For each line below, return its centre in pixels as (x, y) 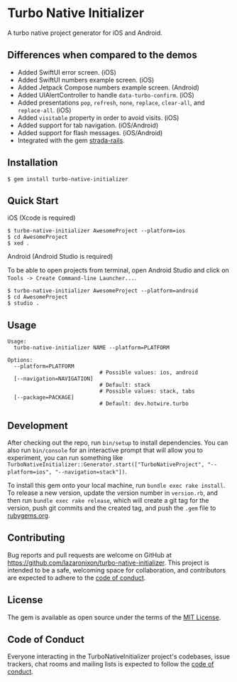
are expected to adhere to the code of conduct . (77, 577)
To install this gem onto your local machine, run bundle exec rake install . (116, 485)
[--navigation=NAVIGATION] (54, 379)
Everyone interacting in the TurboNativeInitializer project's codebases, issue (119, 656)
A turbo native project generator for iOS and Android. (85, 33)
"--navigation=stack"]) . (91, 471)
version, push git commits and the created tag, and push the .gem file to (112, 508)
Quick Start (33, 201)
